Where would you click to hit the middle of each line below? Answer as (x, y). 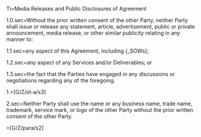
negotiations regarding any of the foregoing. (61, 80)
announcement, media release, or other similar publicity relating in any (93, 33)
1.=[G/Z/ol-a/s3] (26, 92)
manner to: (19, 39)
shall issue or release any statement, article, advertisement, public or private (100, 27)
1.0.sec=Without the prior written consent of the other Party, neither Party (97, 20)
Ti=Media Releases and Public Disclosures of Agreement (76, 9)
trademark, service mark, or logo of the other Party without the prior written (100, 110)
